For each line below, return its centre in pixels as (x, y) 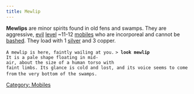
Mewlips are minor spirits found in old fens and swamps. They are (86, 28)
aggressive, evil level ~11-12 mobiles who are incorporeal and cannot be (93, 34)
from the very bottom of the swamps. (52, 74)
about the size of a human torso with (67, 62)
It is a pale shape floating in (46, 57)
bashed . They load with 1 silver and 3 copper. (61, 40)
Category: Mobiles (29, 85)
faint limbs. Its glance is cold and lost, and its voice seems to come (97, 68)
